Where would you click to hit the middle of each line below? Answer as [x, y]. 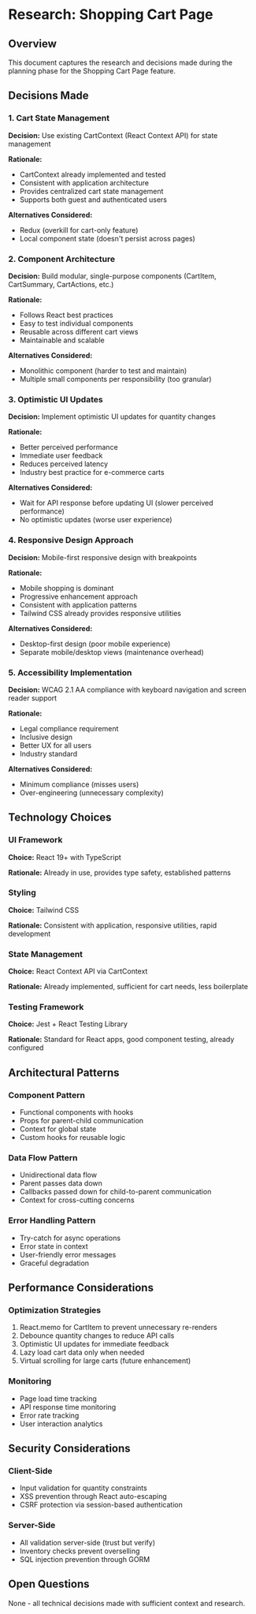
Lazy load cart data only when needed [82, 1352]
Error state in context [54, 1246]
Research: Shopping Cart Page [111, 15]
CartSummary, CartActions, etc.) [61, 284]
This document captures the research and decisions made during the [121, 62]
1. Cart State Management [59, 118]
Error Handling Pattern [52, 1220]
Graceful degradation [54, 1263]
